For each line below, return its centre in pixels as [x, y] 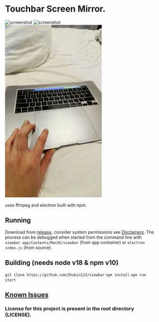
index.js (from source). [29, 247]
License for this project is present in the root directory [70, 308]
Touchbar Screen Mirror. [55, 9]
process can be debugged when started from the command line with [73, 237]
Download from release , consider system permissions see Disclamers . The [79, 232]
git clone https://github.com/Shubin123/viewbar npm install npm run [76, 275]
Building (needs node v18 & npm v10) [62, 263]
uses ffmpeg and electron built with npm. [46, 205]
